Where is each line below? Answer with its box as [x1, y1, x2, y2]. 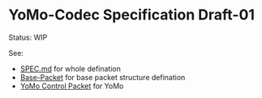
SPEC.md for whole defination [19, 63, 122, 74]
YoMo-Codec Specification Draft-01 [8, 6, 256, 24]
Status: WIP [8, 32, 48, 42]
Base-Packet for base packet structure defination [19, 72, 186, 82]
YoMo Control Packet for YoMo [19, 81, 124, 91]
